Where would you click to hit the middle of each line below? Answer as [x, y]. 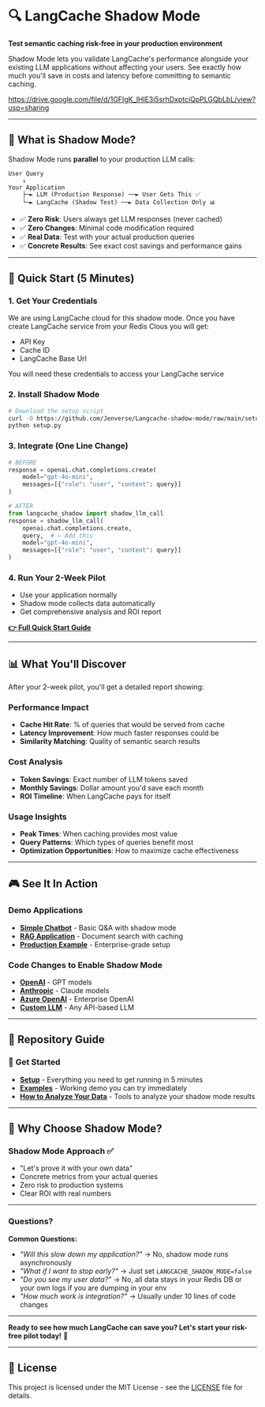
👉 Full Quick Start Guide [50, 628]
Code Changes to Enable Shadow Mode [86, 965]
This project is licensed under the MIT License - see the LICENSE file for [125, 1387]
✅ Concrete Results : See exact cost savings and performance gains [131, 245]
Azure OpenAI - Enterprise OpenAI [77, 999]
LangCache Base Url [53, 358]
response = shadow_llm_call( [56, 521]
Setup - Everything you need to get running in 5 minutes [111, 1079]
